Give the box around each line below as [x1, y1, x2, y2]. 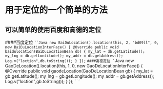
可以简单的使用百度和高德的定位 [5, 25, 102, 34]
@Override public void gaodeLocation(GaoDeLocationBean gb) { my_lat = [5, 68, 153, 74]
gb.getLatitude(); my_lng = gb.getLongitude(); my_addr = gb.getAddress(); [5, 73, 155, 79]
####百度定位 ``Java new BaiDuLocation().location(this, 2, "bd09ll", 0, [5, 40, 159, 45]
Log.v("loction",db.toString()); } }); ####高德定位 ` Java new [5, 58, 134, 64]
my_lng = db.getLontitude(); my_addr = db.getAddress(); [5, 53, 123, 58]
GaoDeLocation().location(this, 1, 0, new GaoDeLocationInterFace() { [5, 63, 143, 68]
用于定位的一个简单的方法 [5, 4, 108, 16]
